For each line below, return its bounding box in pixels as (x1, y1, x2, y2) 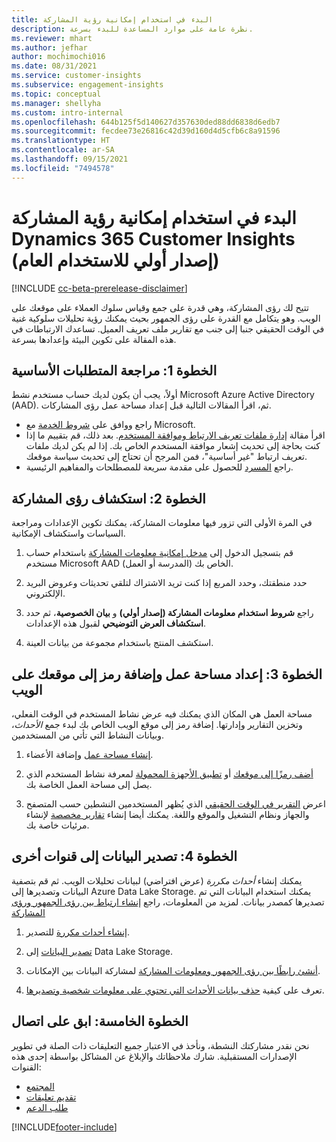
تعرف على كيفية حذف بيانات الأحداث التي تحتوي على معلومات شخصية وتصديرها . (25, 984, 325, 996)
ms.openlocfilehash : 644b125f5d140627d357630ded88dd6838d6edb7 (11, 117, 281, 127)
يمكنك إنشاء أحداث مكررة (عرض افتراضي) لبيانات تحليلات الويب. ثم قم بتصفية (11, 874, 303, 886)
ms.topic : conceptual (11, 89, 102, 99)
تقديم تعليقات (25, 1091, 77, 1103)
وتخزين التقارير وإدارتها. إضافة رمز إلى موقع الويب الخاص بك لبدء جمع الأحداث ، (11, 719, 303, 730)
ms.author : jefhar (11, 42, 88, 53)
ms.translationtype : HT (11, 136, 111, 146)
